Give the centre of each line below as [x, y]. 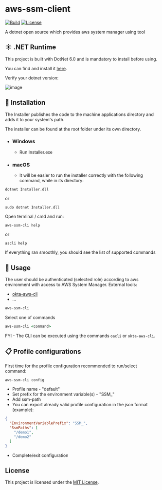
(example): [23, 410]
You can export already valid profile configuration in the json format [80, 405]
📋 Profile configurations [43, 352]
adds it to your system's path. [35, 119]
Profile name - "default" [36, 389]
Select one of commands [30, 317]
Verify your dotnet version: [32, 78]
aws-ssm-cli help [23, 226]
